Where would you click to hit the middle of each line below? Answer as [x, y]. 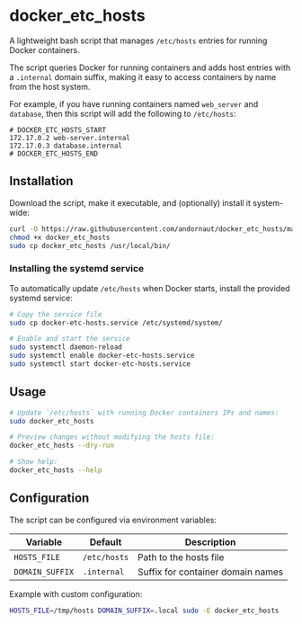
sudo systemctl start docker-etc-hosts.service [100, 364]
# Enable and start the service [70, 339]
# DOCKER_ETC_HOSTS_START [58, 130]
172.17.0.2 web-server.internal [70, 138]
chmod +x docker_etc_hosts [60, 237]
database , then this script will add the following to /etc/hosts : [123, 113]
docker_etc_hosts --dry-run [62, 446]
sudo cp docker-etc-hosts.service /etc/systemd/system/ [116, 323]
